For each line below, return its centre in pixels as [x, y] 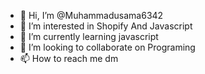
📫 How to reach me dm [69, 58]
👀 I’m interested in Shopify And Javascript [106, 26]
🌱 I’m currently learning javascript [89, 36]
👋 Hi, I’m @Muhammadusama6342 [91, 15]
